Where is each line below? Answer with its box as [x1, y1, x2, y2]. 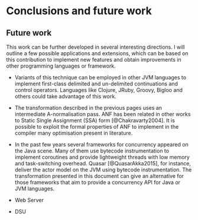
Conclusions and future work [6, 4, 152, 18]
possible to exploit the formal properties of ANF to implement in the [14, 123, 179, 130]
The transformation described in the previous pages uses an [14, 104, 163, 111]
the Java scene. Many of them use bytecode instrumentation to [14, 147, 170, 154]
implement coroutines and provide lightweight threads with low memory [14, 154, 190, 161]
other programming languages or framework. [6, 62, 116, 69]
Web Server [14, 197, 44, 203]
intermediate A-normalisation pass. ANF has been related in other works [14, 111, 191, 117]
